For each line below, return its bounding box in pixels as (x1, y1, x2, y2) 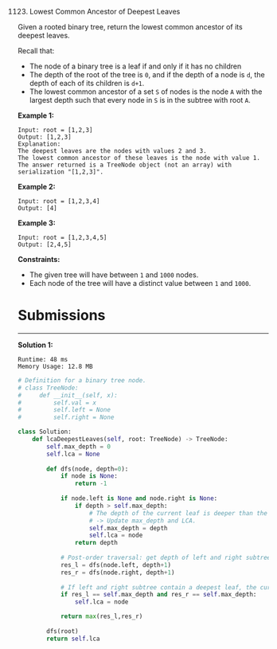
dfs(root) (46, 627, 79, 635)
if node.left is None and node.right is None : (60, 495, 218, 502)
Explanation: (18, 140, 61, 148)
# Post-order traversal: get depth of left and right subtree (60, 553, 271, 562)
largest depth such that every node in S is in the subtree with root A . (29, 96, 251, 104)
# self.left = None (18, 406, 111, 414)
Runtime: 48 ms (18, 355, 68, 363)
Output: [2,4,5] (18, 240, 72, 248)
